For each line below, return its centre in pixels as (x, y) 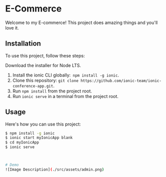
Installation (23, 44)
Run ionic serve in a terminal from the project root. (65, 96)
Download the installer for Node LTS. (43, 65)
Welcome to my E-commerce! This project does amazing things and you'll (81, 22)
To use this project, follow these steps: (45, 55)
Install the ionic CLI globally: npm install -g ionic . (66, 75)
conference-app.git (33, 86)
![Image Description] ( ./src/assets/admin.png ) (55, 169)
